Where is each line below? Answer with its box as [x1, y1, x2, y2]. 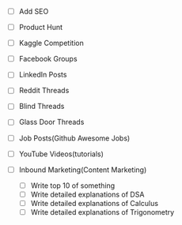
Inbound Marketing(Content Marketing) [18, 165, 147, 174]
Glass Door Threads [18, 118, 85, 127]
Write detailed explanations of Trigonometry [30, 207, 175, 216]
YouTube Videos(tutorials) [18, 149, 104, 159]
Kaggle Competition [18, 39, 84, 48]
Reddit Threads [18, 86, 70, 96]
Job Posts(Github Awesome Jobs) [18, 133, 131, 143]
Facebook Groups [18, 54, 78, 64]
